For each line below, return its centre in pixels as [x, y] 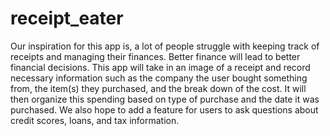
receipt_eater [67, 18]
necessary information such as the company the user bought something [159, 78]
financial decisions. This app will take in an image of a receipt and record [160, 67]
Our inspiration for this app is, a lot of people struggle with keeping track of [165, 46]
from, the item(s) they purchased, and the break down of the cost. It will [158, 88]
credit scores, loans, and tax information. [95, 120]
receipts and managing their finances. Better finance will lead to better [155, 56]
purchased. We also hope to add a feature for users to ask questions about [164, 109]
